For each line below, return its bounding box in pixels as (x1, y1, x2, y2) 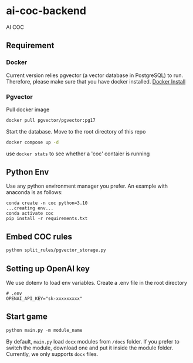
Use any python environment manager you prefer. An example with (6, 182, 168, 189)
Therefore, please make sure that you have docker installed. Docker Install (6, 78, 186, 85)
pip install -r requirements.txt (6, 216, 88, 222)
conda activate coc (6, 211, 54, 217)
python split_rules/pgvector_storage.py (6, 247, 107, 254)
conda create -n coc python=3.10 (6, 200, 88, 207)
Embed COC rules (6, 231, 72, 242)
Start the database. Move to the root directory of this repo (6, 128, 146, 135)
